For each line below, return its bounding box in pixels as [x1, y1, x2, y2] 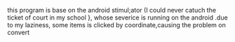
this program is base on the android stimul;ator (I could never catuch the [7, 6, 216, 14]
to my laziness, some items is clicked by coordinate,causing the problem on [7, 21, 226, 29]
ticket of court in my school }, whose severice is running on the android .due [7, 13, 228, 22]
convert [7, 28, 30, 36]
